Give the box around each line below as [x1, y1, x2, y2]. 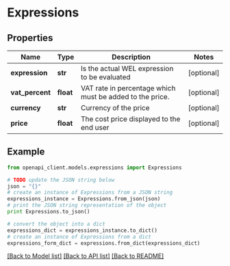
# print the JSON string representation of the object [7, 202, 167, 209]
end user [81, 123, 110, 132]
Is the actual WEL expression [81, 64, 174, 73]
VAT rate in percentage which [81, 83, 176, 93]
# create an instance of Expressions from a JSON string [7, 189, 173, 196]
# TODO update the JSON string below [7, 176, 115, 183]
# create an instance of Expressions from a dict [7, 233, 152, 240]
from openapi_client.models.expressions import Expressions [7, 164, 183, 171]
